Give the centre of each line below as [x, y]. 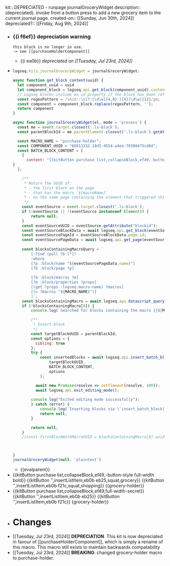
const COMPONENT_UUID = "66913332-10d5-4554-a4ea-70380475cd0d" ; [88, 146]
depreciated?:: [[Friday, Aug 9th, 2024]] [47, 23]
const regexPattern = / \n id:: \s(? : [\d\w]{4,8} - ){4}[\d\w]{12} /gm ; [89, 99]
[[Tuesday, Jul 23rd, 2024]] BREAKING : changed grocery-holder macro [87, 552]
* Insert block [49, 325]
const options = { [50, 339]
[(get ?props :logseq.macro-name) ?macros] [77, 287]
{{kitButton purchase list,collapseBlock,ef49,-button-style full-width [83, 475]
